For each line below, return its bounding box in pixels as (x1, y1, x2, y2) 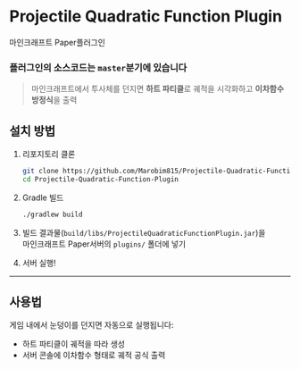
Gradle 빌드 (21, 192, 64, 203)
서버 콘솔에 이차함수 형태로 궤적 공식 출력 (21, 350, 166, 361)
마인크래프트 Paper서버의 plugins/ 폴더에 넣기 (21, 239, 186, 249)
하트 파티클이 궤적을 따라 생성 (21, 339, 125, 349)
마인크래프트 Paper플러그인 (9, 37, 105, 47)
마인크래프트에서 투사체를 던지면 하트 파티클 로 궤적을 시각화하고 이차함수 (30, 83, 284, 95)
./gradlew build (21, 210, 83, 219)
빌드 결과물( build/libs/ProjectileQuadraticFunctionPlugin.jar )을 (21, 227, 266, 238)
